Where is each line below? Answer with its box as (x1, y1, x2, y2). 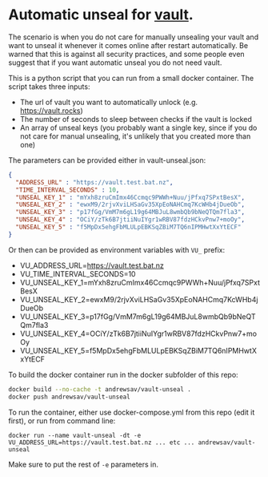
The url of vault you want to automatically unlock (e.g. (19, 97, 198, 107)
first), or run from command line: (8, 415, 116, 426)
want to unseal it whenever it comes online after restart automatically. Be (8, 40, 249, 50)
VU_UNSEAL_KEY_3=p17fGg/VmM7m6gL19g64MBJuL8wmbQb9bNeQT (19, 311, 256, 321)
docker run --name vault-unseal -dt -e (8, 431, 142, 439)
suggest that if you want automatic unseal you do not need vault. (8, 58, 222, 67)
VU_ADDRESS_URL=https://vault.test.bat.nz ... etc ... (8, 439, 195, 447)
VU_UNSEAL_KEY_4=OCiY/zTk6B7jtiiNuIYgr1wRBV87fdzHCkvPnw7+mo (19, 329, 258, 338)
